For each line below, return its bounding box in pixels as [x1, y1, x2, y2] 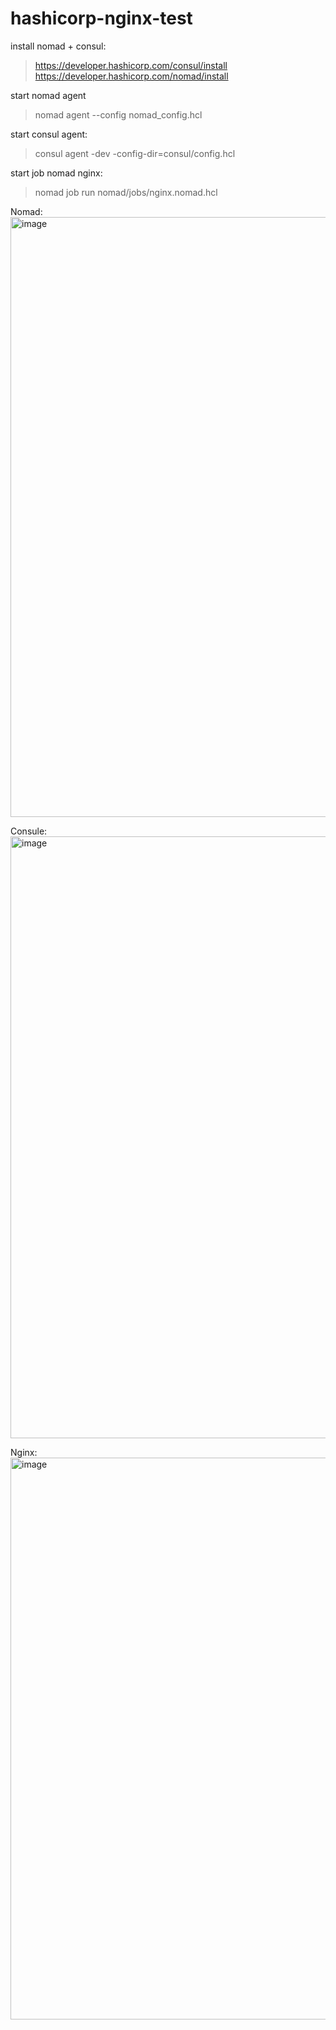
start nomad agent [10, 89, 87, 101]
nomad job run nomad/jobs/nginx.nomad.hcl [34, 186, 218, 198]
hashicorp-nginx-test [10, 7, 193, 30]
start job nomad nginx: [10, 167, 103, 179]
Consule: [10, 825, 48, 837]
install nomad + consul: [10, 40, 107, 52]
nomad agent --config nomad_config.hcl [34, 108, 203, 121]
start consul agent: [10, 128, 88, 140]
